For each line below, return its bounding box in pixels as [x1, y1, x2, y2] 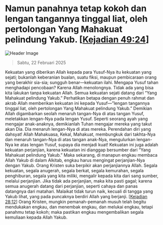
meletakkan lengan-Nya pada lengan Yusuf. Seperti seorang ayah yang [5, 116, 148, 122]
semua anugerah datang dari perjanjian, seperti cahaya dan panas [5, 183, 138, 189]
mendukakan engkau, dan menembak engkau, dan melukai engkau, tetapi [5, 204, 153, 210]
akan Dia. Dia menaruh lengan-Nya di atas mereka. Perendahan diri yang [5, 126, 151, 132]
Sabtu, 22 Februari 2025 [17, 60, 66, 65]
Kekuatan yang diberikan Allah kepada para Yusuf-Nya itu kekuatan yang [5, 69, 152, 75]
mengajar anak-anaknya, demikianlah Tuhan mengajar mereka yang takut [5, 121, 152, 127]
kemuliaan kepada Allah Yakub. [5, 214, 68, 220]
